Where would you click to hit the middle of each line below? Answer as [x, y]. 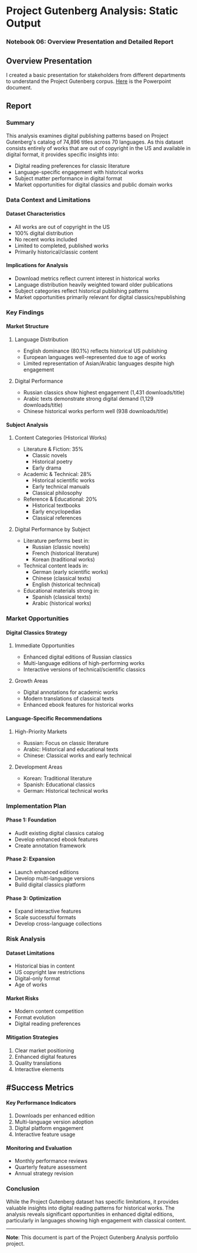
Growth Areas [31, 681]
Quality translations [38, 1063]
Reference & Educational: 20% [60, 499]
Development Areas [38, 767]
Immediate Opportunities [45, 646]
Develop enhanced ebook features [56, 839]
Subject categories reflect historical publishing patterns [81, 291]
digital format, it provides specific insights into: [62, 154]
